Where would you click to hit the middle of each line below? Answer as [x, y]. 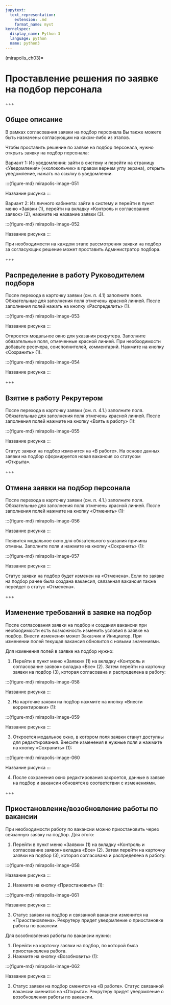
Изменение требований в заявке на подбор [79, 613]
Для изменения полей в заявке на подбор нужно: [59, 651]
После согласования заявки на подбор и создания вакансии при [76, 625]
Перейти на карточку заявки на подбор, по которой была [75, 945]
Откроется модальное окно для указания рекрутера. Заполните [76, 336]
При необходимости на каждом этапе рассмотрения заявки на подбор [83, 244]
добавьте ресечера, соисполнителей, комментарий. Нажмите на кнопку [85, 347]
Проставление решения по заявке [82, 78]
